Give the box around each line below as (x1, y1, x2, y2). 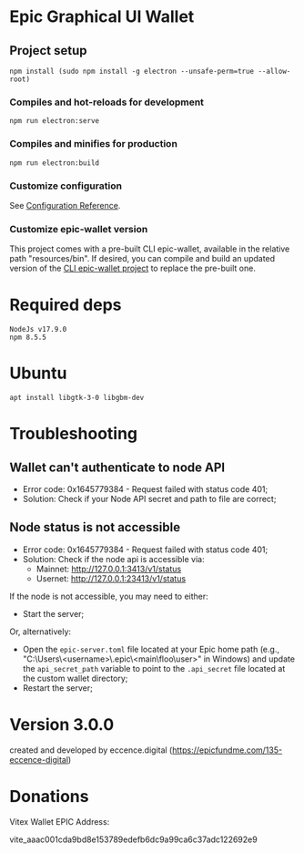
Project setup (9, 43, 88, 58)
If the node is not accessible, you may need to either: (9, 591, 209, 601)
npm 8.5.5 (9, 333, 47, 343)
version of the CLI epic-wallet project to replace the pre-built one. (9, 262, 257, 274)
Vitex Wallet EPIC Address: (9, 816, 110, 827)
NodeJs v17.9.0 (9, 325, 67, 334)
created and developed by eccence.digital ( (9, 745, 173, 755)
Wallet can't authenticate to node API (9, 459, 226, 475)
